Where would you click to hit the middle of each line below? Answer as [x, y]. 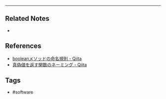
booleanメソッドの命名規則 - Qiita [47, 58]
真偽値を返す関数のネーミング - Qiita [50, 65]
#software [23, 92]
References [23, 46]
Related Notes [27, 18]
